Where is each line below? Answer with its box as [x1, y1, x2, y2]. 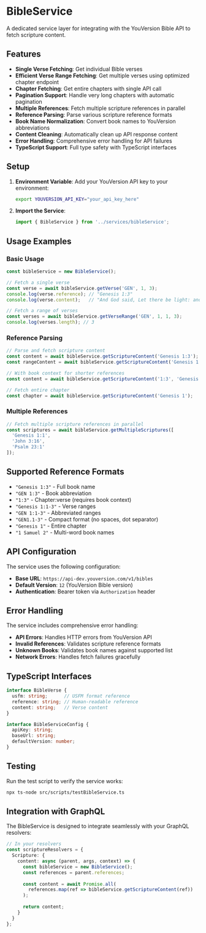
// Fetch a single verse [6, 279, 70, 286]
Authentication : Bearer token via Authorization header [15, 588, 156, 595]
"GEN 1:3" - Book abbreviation [15, 490, 92, 497]
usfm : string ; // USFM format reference [12, 693, 131, 700]
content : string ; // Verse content [12, 705, 109, 711]
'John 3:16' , [12, 438, 45, 445]
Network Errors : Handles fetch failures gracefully [15, 653, 141, 661]
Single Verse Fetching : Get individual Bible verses [15, 65, 143, 72]
